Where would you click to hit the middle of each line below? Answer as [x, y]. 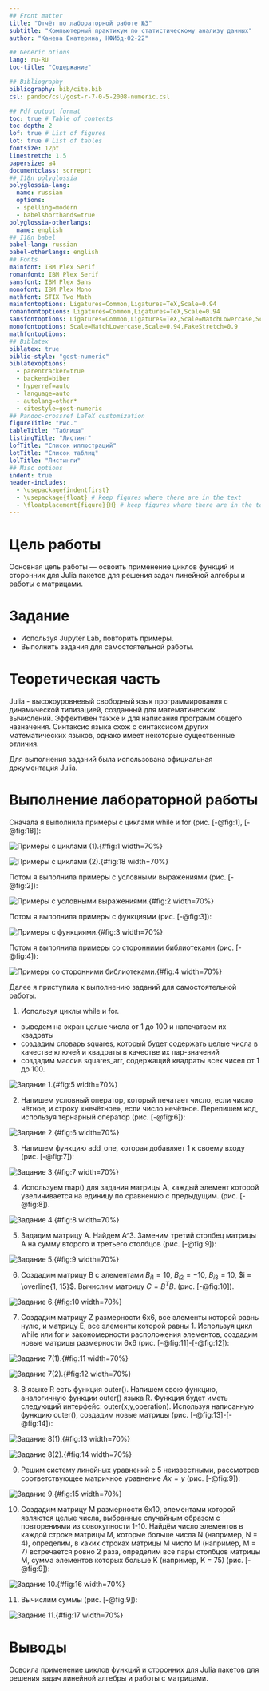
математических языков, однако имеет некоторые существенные [122, 735]
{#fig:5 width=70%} [85, 1084]
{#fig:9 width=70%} [87, 1259]
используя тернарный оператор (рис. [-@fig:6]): [103, 1117]
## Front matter [36, 16]
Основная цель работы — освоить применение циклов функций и [122, 566]
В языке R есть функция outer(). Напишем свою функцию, [119, 1389]
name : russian [40, 193]
